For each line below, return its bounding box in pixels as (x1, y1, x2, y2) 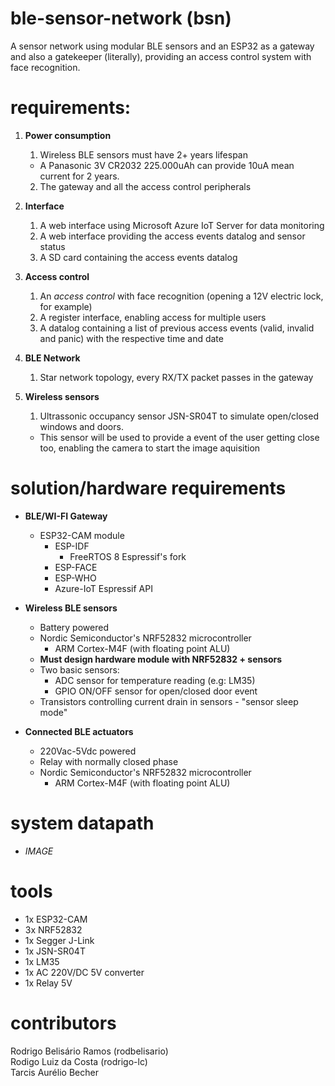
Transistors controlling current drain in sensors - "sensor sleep (39, 695, 299, 707)
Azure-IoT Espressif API (54, 582, 153, 594)
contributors (10, 1012, 117, 1034)
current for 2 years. (39, 170, 120, 182)
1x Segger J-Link (24, 934, 95, 946)
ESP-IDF (54, 540, 90, 552)
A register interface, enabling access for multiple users (39, 311, 267, 323)
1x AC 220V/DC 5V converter (24, 966, 145, 978)
